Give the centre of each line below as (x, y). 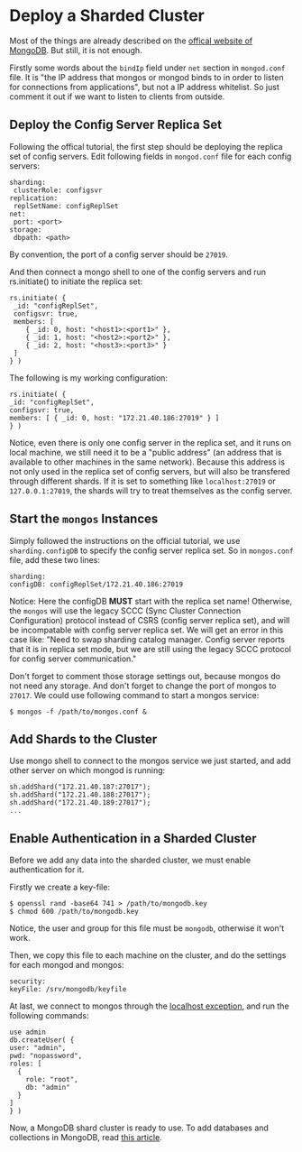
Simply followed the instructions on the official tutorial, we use (125, 540)
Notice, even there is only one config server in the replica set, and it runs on (150, 442)
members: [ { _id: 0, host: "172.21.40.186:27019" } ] (114, 418)
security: (28, 982)
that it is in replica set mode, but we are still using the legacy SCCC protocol (150, 649)
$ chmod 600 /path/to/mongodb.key (74, 912)
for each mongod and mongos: (67, 965)
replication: (34, 198)
